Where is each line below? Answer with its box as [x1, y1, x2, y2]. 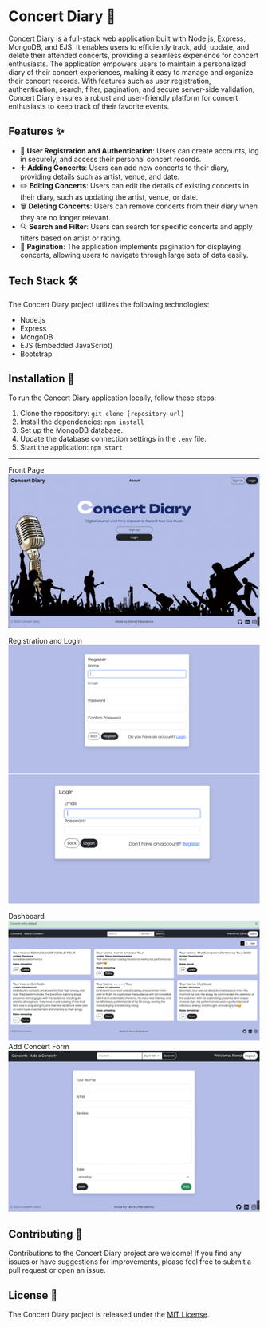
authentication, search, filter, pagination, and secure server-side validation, [8, 84, 255, 94]
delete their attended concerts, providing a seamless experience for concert [8, 50, 259, 60]
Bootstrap [19, 349, 53, 358]
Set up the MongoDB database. [19, 426, 124, 435]
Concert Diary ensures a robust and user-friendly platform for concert [8, 93, 238, 102]
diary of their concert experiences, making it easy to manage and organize [8, 67, 254, 77]
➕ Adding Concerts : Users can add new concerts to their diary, [19, 163, 230, 172]
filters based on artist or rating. [19, 233, 122, 243]
